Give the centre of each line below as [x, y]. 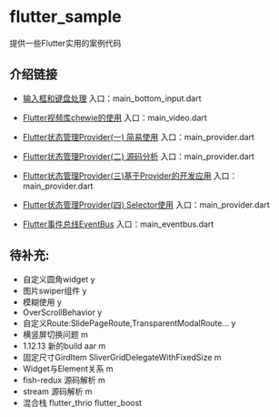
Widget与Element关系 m [68, 368]
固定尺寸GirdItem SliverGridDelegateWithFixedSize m [122, 357]
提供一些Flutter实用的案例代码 [65, 43]
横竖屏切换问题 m [55, 334]
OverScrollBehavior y [62, 312]
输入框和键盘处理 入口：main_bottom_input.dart [112, 98]
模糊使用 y [42, 301]
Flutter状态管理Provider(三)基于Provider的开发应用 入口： [130, 176]
